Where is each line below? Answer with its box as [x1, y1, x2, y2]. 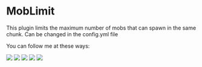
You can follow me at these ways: [6, 42, 90, 49]
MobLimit [6, 4, 55, 18]
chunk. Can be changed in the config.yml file [6, 30, 119, 37]
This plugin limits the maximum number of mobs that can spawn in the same [6, 24, 197, 31]
